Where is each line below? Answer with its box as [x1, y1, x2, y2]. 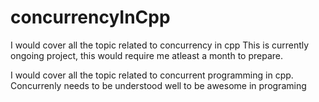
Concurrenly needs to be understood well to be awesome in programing [10, 79, 307, 91]
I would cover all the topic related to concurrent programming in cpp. [10, 69, 294, 81]
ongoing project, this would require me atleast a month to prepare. [10, 49, 284, 61]
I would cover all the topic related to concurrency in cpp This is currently [10, 39, 310, 51]
